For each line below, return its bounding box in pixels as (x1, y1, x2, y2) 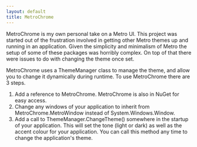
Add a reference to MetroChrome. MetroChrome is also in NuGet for (14, 91, 179, 98)
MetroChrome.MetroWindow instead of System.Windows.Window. (14, 109, 175, 116)
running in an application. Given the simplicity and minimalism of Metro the (6, 42, 187, 50)
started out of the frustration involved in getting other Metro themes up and (6, 36, 189, 44)
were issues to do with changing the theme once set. (6, 55, 135, 62)
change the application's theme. (14, 134, 93, 141)
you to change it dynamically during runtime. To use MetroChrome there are (6, 73, 190, 80)
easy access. (14, 96, 47, 103)
